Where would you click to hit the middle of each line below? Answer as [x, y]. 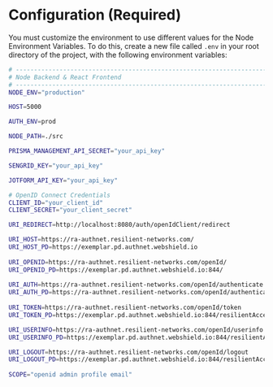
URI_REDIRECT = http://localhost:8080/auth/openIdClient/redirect [119, 225]
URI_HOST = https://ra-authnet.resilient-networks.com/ [102, 240]
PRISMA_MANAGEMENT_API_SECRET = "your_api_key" [87, 151]
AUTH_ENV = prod [32, 122]
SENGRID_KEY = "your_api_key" [56, 165]
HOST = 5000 [25, 107]
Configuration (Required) [95, 15]
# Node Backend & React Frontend [65, 77]
